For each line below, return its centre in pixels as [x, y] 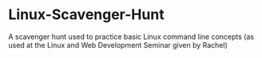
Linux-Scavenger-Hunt [87, 15]
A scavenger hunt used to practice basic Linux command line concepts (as [131, 37]
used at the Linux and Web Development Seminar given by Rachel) [118, 44]
